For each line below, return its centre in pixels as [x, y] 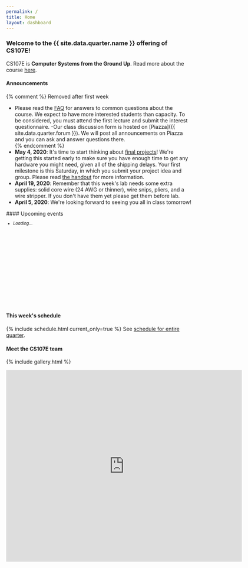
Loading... [23, 223]
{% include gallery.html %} [39, 362]
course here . [22, 70]
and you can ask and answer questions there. [70, 139]
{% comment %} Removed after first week [57, 96]
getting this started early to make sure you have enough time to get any [101, 158]
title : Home [21, 17]
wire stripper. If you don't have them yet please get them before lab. [97, 196]
